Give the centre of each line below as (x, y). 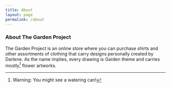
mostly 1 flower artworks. (31, 65)
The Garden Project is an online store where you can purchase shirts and (82, 48)
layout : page (19, 15)
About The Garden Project (38, 37)
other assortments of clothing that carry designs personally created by (79, 53)
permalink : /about (25, 19)
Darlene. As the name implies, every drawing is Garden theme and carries (83, 59)
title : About (19, 10)
